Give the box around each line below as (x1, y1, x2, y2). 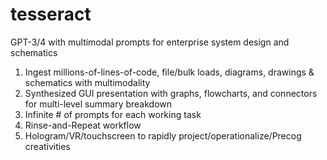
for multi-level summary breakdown (24, 98, 173, 110)
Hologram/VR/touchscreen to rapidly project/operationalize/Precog (24, 129, 302, 142)
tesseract (10, 3, 92, 26)
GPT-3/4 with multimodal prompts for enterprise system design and (10, 36, 290, 48)
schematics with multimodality (24, 76, 151, 88)
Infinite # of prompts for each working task (24, 108, 202, 120)
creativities (24, 140, 71, 152)
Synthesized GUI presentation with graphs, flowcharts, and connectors (24, 87, 318, 99)
